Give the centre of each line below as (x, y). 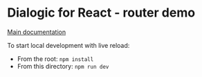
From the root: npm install (55, 59)
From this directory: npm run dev (63, 66)
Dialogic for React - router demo (101, 13)
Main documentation (37, 32)
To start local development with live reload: (68, 45)
